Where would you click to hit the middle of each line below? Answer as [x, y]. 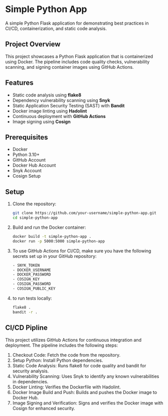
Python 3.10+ [26, 155]
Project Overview [33, 44]
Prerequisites [27, 137]
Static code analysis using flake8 [47, 95]
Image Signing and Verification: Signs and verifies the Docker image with [88, 403]
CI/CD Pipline [26, 328]
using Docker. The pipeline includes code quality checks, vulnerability [77, 62]
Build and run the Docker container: [49, 227]
